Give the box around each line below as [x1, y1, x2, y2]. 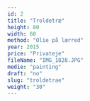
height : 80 [7, 23, 40, 31]
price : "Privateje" [7, 51, 65, 58]
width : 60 [7, 30, 37, 38]
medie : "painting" [7, 63, 62, 70]
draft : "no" [7, 70, 43, 77]
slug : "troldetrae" [7, 76, 65, 84]
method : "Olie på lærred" [7, 37, 84, 44]
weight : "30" [7, 83, 46, 90]
